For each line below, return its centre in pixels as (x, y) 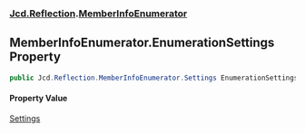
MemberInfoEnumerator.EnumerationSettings (142, 43)
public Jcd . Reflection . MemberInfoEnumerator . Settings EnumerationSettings (154, 78)
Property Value (39, 99)
